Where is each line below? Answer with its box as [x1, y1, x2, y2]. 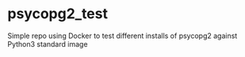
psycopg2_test [7, 5, 109, 23]
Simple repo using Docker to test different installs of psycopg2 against [7, 31, 238, 40]
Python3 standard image [7, 39, 88, 48]
